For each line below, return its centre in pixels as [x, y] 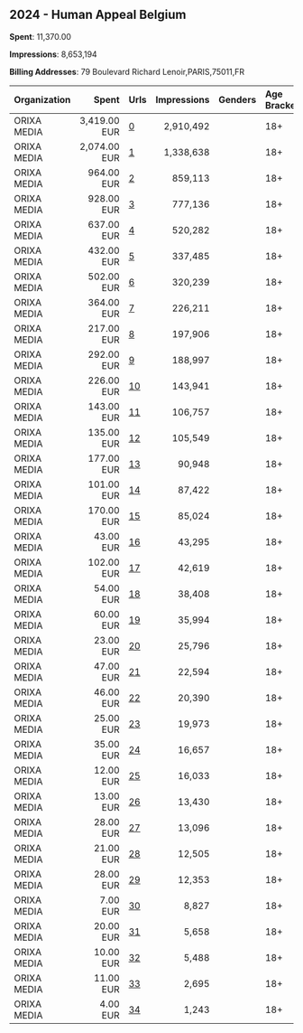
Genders [238, 99]
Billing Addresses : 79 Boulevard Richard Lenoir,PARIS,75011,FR [127, 71]
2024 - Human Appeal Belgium [98, 15]
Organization [42, 99]
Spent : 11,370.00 [41, 36]
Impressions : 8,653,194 [53, 54]
